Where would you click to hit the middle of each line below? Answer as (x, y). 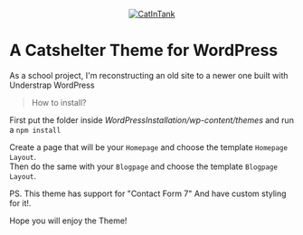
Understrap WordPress (52, 85)
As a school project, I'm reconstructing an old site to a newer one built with (149, 75)
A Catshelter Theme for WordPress (144, 51)
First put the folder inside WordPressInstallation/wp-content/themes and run (151, 120)
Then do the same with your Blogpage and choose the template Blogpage (144, 166)
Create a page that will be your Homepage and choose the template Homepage (148, 147)
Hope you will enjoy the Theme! (68, 221)
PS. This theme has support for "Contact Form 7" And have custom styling (148, 193)
